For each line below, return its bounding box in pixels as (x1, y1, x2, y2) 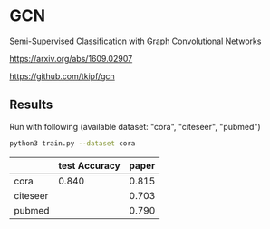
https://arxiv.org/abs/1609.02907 (9, 53, 133, 64)
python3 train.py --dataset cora (9, 138, 136, 148)
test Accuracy (58, 159, 121, 172)
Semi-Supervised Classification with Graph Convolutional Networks (9, 35, 262, 46)
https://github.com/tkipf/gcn (9, 70, 115, 82)
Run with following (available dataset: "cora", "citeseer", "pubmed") (9, 121, 261, 132)
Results (9, 97, 53, 113)
